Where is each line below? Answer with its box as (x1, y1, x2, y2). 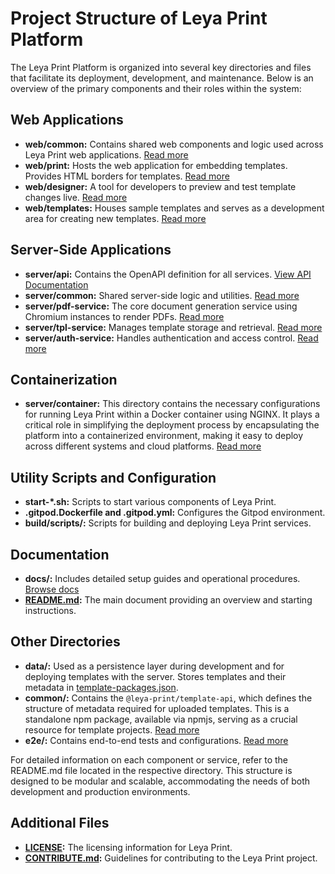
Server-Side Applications (10, 242, 172, 259)
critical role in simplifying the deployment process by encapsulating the (24, 419, 320, 431)
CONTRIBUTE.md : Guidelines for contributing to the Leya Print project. (24, 852, 318, 864)
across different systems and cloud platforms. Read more (24, 440, 262, 452)
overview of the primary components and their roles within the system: (10, 82, 302, 94)
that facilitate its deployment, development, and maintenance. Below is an (10, 72, 314, 84)
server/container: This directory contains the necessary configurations (24, 398, 321, 410)
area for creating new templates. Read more (24, 212, 207, 224)
